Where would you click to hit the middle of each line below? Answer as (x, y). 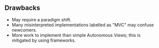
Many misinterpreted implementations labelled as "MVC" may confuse (83, 25)
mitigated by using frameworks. (44, 40)
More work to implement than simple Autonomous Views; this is (76, 35)
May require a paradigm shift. (41, 19)
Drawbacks (22, 8)
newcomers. (24, 30)
